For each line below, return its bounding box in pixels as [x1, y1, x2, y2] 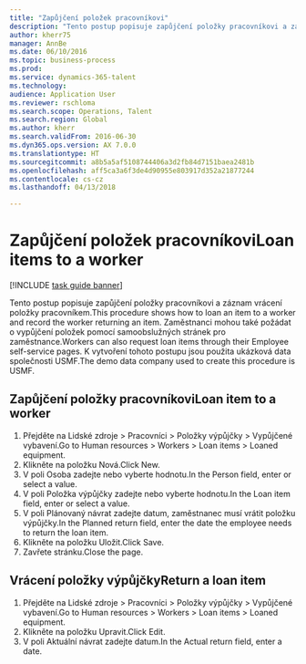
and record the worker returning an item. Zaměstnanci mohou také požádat [9, 316, 291, 328]
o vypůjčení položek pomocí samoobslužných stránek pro [9, 327, 226, 337]
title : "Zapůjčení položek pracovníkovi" [9, 13, 169, 23]
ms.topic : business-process [9, 56, 117, 65]
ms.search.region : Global [9, 115, 107, 124]
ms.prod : [9, 65, 43, 74]
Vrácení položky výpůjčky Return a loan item [9, 573, 267, 588]
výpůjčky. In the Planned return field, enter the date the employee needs [22, 517, 292, 528]
